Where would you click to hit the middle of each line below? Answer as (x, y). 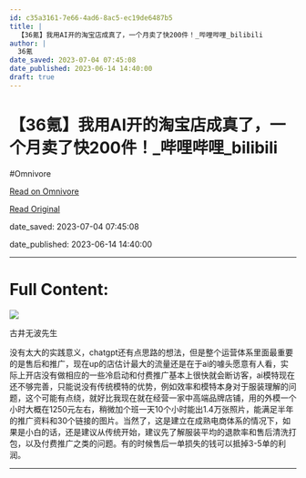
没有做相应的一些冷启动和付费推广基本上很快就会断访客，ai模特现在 (168, 375)
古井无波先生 (33, 332)
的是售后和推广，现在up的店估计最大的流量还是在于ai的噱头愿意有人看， (145, 363)
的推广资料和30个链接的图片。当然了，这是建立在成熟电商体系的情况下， (146, 421)
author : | (28, 43)
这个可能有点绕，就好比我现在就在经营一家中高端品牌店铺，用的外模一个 (161, 398)
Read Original (35, 208)
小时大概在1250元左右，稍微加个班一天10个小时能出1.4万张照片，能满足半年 (152, 409)
